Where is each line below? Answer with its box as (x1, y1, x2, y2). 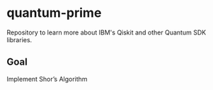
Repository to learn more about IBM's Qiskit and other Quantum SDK (6, 28, 207, 37)
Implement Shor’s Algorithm (6, 75, 88, 83)
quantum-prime (6, 5, 102, 21)
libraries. (6, 35, 33, 44)
